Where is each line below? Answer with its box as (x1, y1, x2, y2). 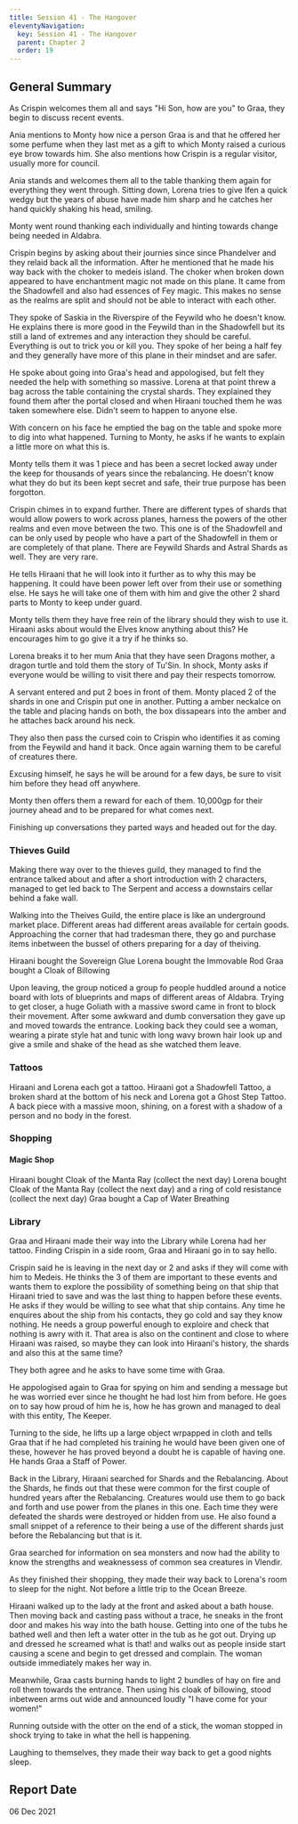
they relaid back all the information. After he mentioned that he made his (9, 256, 274, 267)
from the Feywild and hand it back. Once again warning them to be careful (9, 741, 282, 753)
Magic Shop (9, 1154, 55, 1165)
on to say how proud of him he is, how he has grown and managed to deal (9, 1400, 281, 1412)
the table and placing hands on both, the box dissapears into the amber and (9, 705, 287, 716)
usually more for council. (9, 158, 101, 168)
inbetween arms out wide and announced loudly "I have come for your (9, 1693, 268, 1704)
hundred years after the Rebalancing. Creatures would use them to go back (9, 1492, 286, 1502)
